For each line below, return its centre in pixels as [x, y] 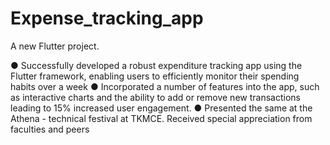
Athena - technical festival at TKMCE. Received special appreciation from [161, 118]
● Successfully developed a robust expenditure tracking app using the [156, 65]
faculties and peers [50, 129]
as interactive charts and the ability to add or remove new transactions [155, 97]
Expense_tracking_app [107, 18]
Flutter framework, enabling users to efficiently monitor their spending [155, 76]
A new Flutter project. [55, 46]
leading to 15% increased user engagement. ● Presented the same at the [161, 108]
